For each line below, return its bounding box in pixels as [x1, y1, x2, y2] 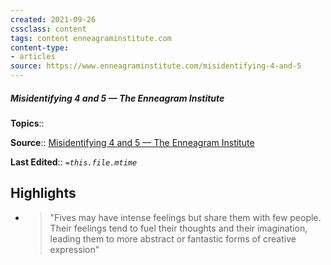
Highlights [10, 185, 77, 202]
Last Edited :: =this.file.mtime [10, 156, 138, 168]
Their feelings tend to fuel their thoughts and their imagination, [49, 222, 308, 234]
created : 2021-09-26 [10, 14, 97, 25]
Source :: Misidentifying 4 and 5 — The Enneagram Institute [10, 136, 255, 148]
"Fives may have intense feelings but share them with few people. [49, 211, 322, 223]
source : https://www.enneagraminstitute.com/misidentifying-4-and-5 [10, 61, 302, 71]
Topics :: [10, 117, 45, 129]
